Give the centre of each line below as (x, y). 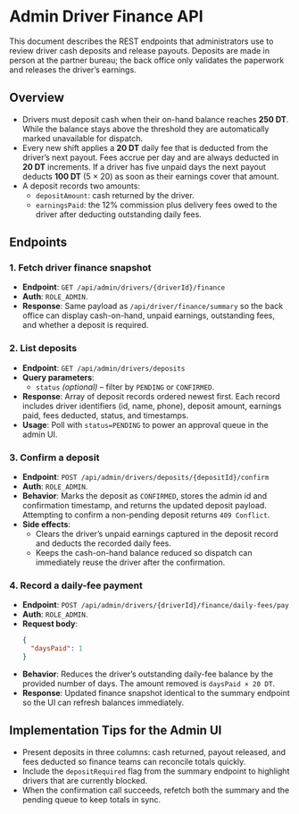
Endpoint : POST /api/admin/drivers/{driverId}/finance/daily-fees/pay (155, 605)
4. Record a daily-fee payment (76, 585)
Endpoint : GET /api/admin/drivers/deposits (104, 367)
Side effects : (46, 524)
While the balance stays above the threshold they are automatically (145, 129)
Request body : (50, 624)
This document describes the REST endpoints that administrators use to (141, 41)
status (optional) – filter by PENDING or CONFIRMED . (125, 387)
